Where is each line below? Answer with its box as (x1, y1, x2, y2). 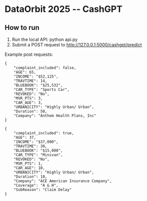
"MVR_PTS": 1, (13, 161, 43, 166)
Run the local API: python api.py (11, 36, 78, 42)
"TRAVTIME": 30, (13, 144, 48, 149)
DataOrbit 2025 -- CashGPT (4, 3, 123, 15)
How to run (4, 23, 40, 32)
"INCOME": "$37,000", (13, 139, 58, 144)
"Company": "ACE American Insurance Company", (13, 179, 112, 184)
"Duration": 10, (13, 174, 48, 179)
